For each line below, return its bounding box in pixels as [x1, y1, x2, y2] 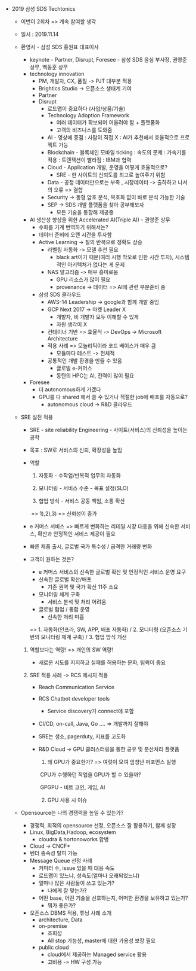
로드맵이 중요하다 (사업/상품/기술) [47, 105, 126, 112]
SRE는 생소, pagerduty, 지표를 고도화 [38, 733, 126, 740]
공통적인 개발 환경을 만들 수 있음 [47, 357, 122, 364]
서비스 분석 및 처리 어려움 [47, 598, 107, 605]
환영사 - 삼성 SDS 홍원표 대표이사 [20, 44, 99, 50]
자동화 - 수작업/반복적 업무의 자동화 [38, 472, 121, 479]
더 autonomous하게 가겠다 [38, 386, 101, 393]
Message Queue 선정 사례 [29, 857, 92, 864]
